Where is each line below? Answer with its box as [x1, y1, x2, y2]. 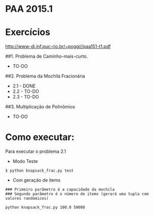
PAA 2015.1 [5, 3, 53, 15]
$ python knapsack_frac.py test [5, 168, 74, 174]
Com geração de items [12, 177, 61, 183]
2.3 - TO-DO [12, 94, 39, 100]
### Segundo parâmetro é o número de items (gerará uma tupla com [5, 192, 149, 197]
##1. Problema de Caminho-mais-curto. [5, 53, 88, 59]
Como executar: [5, 131, 75, 143]
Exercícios [5, 27, 51, 38]
